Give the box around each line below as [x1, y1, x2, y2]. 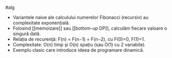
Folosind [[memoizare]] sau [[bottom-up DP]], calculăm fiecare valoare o [12, 25, 167, 31]
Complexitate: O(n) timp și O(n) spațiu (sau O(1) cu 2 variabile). [12, 42, 146, 48]
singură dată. [12, 31, 41, 36]
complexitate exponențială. [12, 20, 70, 26]
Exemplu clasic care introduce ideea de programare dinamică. [12, 47, 144, 53]
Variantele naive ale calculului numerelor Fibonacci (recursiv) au [12, 14, 149, 20]
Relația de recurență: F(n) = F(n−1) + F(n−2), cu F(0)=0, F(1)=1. [12, 36, 145, 42]
